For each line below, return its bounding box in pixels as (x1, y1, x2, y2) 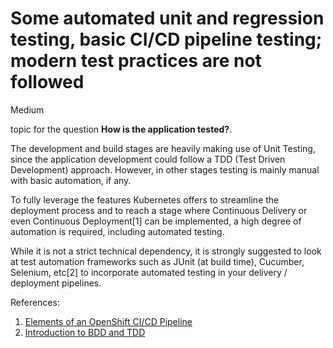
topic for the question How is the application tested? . (10, 123, 233, 135)
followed (10, 71, 85, 94)
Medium (10, 103, 45, 116)
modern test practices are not (10, 50, 262, 72)
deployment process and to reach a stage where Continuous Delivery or (10, 204, 308, 216)
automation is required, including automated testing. (10, 225, 225, 237)
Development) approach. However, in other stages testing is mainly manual (10, 163, 320, 176)
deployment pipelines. (10, 277, 102, 289)
